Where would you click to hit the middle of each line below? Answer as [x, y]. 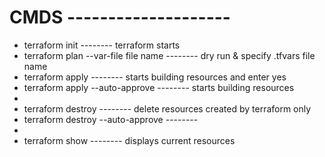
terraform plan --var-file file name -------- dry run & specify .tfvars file [169, 55]
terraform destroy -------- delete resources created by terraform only [167, 108]
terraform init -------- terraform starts [102, 45]
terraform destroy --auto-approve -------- [111, 119]
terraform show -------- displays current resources [129, 140]
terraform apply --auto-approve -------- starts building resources [159, 87]
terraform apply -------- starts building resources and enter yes [155, 77]
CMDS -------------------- [120, 17]
